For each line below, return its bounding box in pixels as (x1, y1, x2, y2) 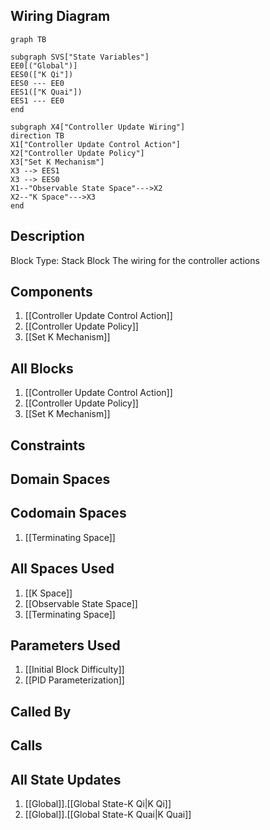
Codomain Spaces (10, 505, 127, 522)
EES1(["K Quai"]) (10, 87, 83, 97)
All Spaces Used (10, 560, 115, 578)
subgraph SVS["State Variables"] (10, 52, 150, 62)
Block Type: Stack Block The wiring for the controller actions (10, 254, 260, 266)
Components (10, 284, 93, 301)
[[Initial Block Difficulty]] (24, 664, 125, 676)
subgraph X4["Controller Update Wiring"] (10, 122, 186, 132)
